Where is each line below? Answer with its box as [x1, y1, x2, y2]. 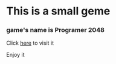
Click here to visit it [6, 39, 54, 46]
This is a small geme [6, 4, 111, 18]
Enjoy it [6, 51, 25, 59]
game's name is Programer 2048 [6, 26, 105, 34]
